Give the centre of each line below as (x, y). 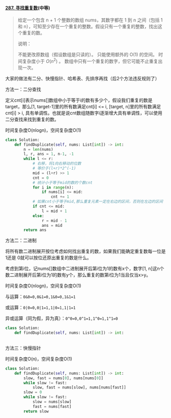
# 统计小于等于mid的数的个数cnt (62, 182)
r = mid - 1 (54, 220)
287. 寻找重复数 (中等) (28, 8)
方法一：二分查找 (23, 89)
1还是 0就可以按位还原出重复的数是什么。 (48, 258)
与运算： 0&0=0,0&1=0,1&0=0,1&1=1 (40, 297)
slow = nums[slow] (52, 402)
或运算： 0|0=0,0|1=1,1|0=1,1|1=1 (40, 308)
